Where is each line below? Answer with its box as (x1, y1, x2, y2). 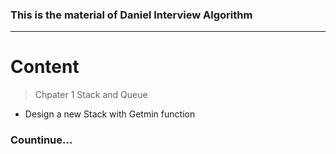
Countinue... (10, 133, 73, 147)
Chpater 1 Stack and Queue (34, 89, 148, 101)
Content (10, 56, 80, 78)
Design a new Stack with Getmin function (24, 108, 196, 120)
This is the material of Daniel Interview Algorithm (10, 8, 253, 22)
